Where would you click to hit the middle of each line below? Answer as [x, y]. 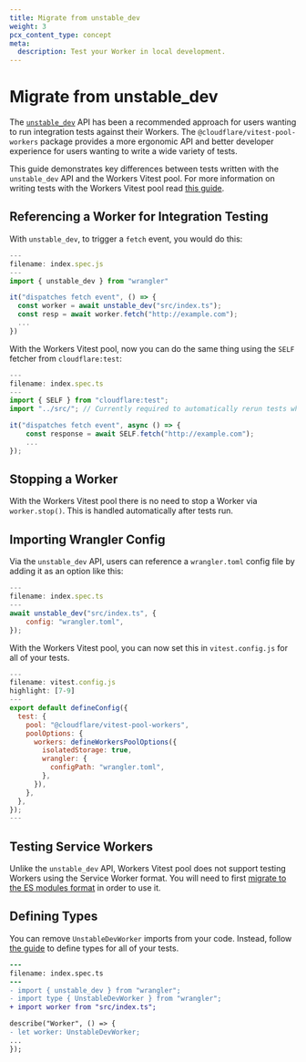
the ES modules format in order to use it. [85, 888]
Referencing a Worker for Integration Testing [139, 217]
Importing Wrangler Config [87, 539]
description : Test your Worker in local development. [122, 52]
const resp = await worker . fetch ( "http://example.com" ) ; [128, 314]
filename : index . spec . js [56, 264]
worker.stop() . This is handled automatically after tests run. [122, 510]
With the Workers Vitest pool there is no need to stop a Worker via [133, 501]
